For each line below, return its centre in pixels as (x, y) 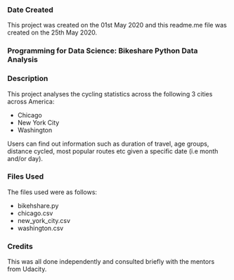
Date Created (31, 10)
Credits (20, 246)
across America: (31, 101)
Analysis (23, 60)
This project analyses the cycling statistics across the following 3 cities (110, 94)
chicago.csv (35, 213)
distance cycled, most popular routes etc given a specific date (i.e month (113, 151)
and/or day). (25, 158)
